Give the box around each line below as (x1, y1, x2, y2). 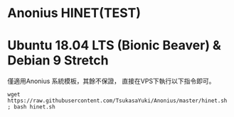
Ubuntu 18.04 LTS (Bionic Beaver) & (7, 38, 222, 54)
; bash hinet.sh (7, 104, 55, 111)
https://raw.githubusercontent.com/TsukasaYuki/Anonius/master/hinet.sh (7, 97, 228, 104)
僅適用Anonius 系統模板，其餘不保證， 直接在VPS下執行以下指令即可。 (7, 77, 216, 86)
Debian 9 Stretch (7, 52, 109, 69)
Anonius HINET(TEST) (7, 5, 141, 21)
